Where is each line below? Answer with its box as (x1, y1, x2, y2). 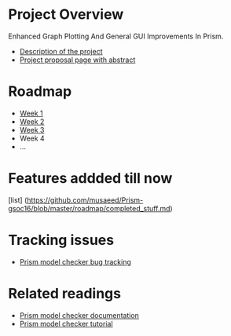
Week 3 (19, 125, 45, 134)
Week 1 (19, 108, 43, 118)
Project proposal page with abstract (19, 55, 136, 64)
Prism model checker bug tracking (19, 257, 132, 266)
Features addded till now (8, 170, 173, 188)
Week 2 (19, 116, 45, 126)
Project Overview (8, 5, 124, 24)
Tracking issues (8, 232, 115, 249)
